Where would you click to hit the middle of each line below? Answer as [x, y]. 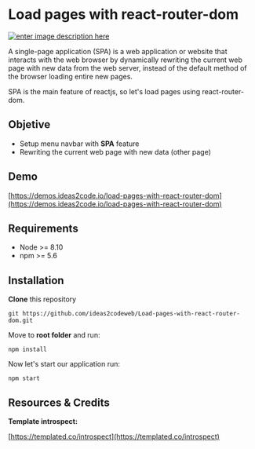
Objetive [29, 124]
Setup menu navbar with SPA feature [79, 144]
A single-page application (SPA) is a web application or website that [118, 51]
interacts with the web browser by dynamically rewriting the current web [126, 60]
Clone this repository [42, 299]
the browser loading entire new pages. [71, 76]
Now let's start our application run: [64, 364]
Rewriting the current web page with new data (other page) [115, 151]
